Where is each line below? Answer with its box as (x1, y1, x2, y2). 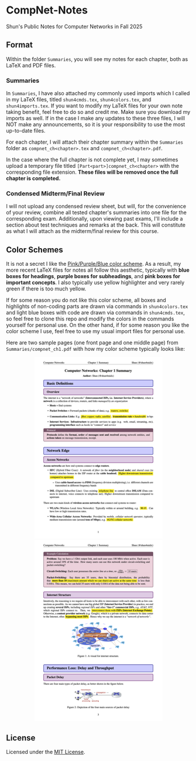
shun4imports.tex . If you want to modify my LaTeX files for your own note (6, 102, 183, 109)
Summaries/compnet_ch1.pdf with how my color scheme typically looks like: (6, 346, 185, 353)
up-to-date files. (6, 127, 46, 134)
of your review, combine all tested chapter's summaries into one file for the (6, 209, 187, 216)
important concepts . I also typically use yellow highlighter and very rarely (6, 279, 185, 286)
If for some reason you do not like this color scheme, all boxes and (6, 297, 167, 304)
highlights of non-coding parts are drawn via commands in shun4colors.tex (6, 303, 188, 310)
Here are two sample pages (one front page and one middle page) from (6, 339, 178, 346)
